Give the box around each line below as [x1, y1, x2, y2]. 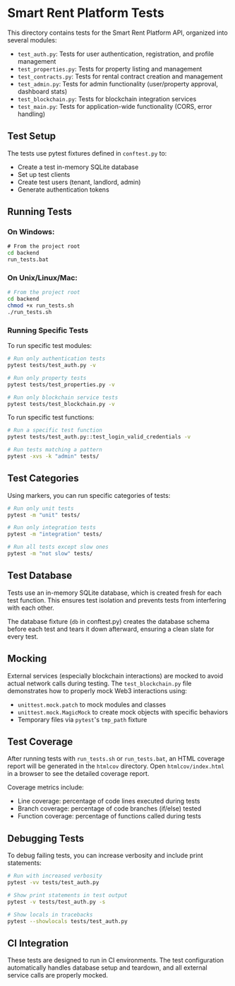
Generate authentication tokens [17, 185, 109, 194]
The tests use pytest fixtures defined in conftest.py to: [7, 149, 167, 157]
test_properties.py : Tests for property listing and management [17, 64, 203, 73]
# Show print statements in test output [7, 891, 128, 899]
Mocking [7, 653, 47, 665]
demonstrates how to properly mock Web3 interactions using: [7, 686, 187, 695]
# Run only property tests [7, 374, 87, 381]
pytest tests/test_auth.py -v [7, 362, 97, 369]
